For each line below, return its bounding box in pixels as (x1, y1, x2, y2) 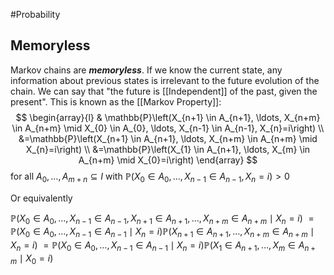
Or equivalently (10, 192, 73, 204)
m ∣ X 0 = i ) (10, 252, 54, 266)
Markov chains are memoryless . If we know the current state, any (10, 64, 283, 76)
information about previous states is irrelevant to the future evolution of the (10, 74, 320, 86)
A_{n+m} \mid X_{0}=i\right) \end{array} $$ (78, 154, 258, 166)
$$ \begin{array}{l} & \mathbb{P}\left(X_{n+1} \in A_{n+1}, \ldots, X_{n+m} (15, 111, 321, 123)
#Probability (10, 9, 61, 20)
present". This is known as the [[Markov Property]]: (10, 95, 222, 108)
